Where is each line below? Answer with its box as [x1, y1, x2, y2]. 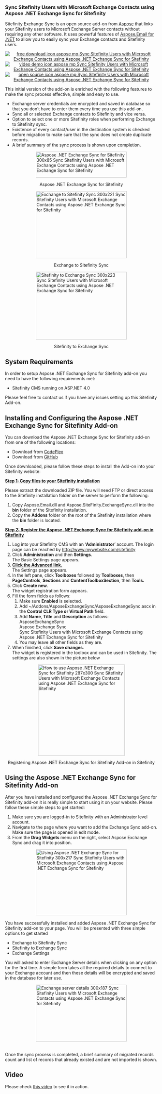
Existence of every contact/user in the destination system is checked [12, 127, 150, 133]
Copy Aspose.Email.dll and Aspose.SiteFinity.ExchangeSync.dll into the [12, 502, 154, 507]
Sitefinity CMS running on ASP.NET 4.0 [12, 385, 90, 391]
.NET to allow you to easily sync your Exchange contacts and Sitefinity [5, 36, 146, 42]
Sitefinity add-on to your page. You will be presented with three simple [5, 925, 146, 931]
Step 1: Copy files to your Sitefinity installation [5, 478, 100, 484]
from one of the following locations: [5, 439, 76, 445]
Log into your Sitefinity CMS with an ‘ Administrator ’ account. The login [12, 541, 154, 547]
